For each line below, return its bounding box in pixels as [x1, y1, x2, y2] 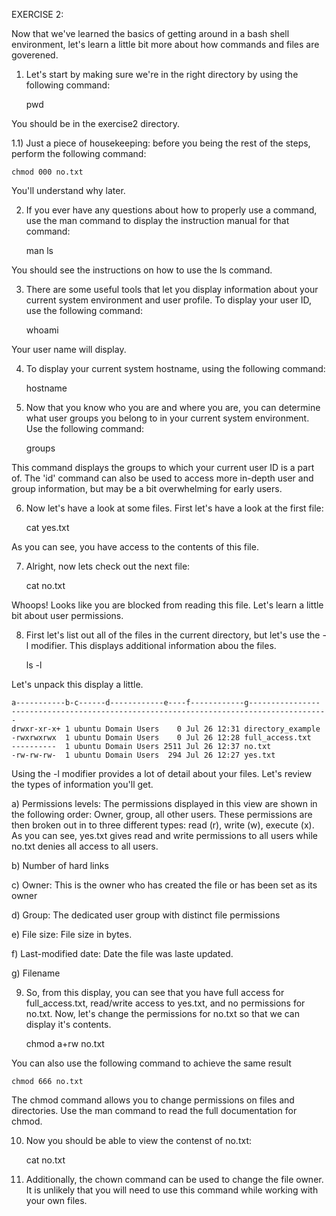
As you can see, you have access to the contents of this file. [11, 541, 259, 553]
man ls [25, 245, 54, 256]
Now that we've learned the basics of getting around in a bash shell [11, 28, 290, 39]
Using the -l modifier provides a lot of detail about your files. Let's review [11, 768, 313, 779]
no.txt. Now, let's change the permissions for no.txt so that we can [25, 1008, 300, 1019]
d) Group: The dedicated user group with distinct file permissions [11, 909, 281, 921]
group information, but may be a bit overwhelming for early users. [11, 483, 283, 494]
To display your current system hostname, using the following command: [25, 363, 326, 374]
